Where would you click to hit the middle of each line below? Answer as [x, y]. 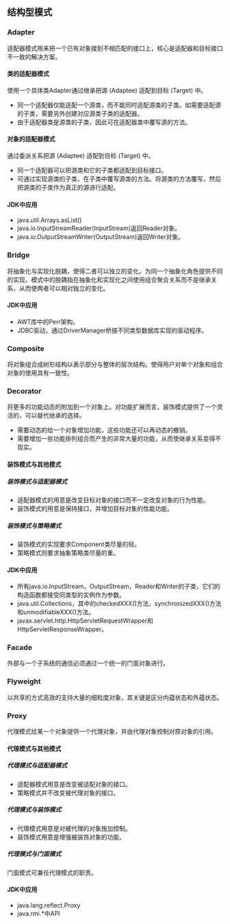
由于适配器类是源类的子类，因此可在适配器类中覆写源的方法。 [104, 122]
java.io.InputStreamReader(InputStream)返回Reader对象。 [99, 228]
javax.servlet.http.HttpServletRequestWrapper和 [85, 621]
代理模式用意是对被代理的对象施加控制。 [74, 828]
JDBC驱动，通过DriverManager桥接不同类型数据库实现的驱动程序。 [112, 330]
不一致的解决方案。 [34, 56]
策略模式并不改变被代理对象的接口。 [68, 793]
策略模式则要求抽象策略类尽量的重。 [68, 552]
